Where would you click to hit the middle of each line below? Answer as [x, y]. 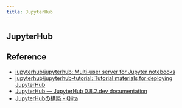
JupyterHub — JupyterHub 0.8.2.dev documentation [81, 91]
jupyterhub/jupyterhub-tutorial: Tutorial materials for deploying [94, 78]
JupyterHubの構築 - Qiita [47, 98]
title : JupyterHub [30, 12]
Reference [26, 57]
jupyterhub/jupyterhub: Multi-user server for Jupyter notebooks [95, 72]
